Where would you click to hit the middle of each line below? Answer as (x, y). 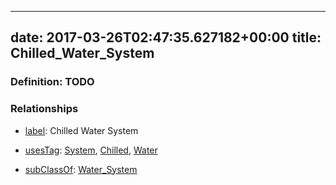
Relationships (44, 109)
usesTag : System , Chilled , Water (91, 150)
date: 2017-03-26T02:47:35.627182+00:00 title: (166, 37)
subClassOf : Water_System (81, 169)
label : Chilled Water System (81, 130)
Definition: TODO (52, 82)
